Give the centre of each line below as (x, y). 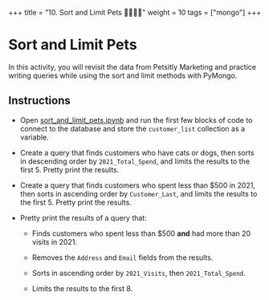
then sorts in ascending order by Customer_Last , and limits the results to (139, 193)
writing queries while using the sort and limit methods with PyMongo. (123, 75)
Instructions (39, 101)
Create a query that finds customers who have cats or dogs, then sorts (137, 152)
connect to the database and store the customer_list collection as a (132, 128)
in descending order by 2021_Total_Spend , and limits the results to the (135, 161)
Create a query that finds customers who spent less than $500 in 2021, (137, 185)
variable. (35, 137)
